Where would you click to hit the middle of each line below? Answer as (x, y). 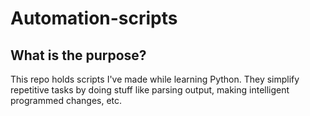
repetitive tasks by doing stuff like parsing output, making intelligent (150, 90)
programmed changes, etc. (66, 100)
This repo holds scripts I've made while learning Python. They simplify (155, 79)
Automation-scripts (94, 18)
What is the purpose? (78, 55)
